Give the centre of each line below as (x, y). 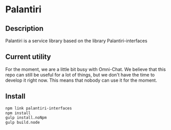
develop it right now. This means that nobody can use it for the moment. (81, 80)
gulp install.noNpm (26, 118)
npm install (18, 113)
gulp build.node (23, 123)
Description (24, 29)
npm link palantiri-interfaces (39, 108)
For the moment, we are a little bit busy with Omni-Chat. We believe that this (86, 69)
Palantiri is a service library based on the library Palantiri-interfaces (76, 41)
